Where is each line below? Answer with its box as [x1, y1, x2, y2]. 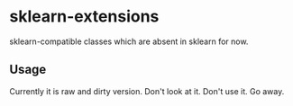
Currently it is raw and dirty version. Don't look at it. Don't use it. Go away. [9, 85, 285, 96]
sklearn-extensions [9, 6, 160, 27]
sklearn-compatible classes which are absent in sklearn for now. [9, 36, 249, 47]
